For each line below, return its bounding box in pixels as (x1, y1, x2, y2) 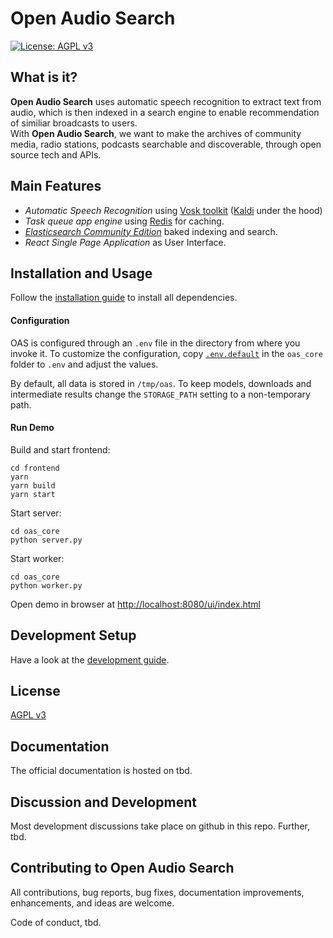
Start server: (10, 507, 62, 519)
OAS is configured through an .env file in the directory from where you (10, 337, 301, 349)
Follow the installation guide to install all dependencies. (10, 292, 238, 304)
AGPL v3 (10, 709, 47, 721)
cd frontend (10, 463, 60, 473)
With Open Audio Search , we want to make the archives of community (10, 127, 302, 139)
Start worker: (10, 552, 65, 564)
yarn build (10, 480, 56, 491)
